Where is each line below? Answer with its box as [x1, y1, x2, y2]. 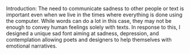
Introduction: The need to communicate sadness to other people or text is [6, 5, 184, 12]
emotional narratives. [6, 42, 57, 49]
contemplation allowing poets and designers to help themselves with [6, 36, 172, 43]
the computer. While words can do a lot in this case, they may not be [6, 18, 172, 24]
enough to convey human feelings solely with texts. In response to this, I [6, 23, 181, 31]
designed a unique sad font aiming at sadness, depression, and [6, 30, 160, 37]
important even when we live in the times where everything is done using [6, 11, 183, 18]
